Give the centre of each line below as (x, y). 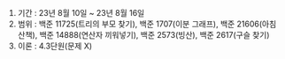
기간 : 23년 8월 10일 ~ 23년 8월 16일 (81, 13)
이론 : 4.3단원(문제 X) (55, 46)
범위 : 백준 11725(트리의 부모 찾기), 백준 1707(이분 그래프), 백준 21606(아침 (147, 24)
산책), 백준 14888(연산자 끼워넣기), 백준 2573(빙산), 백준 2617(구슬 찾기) (143, 35)
